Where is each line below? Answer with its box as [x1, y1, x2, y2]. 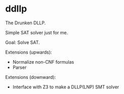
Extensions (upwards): [5, 49, 52, 55]
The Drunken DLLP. [5, 20, 46, 26]
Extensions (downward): [5, 74, 56, 80]
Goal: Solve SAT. [5, 39, 40, 45]
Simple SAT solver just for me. [5, 29, 68, 35]
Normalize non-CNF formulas [12, 59, 74, 65]
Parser [12, 64, 27, 70]
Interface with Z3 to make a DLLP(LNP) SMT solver [12, 84, 119, 90]
